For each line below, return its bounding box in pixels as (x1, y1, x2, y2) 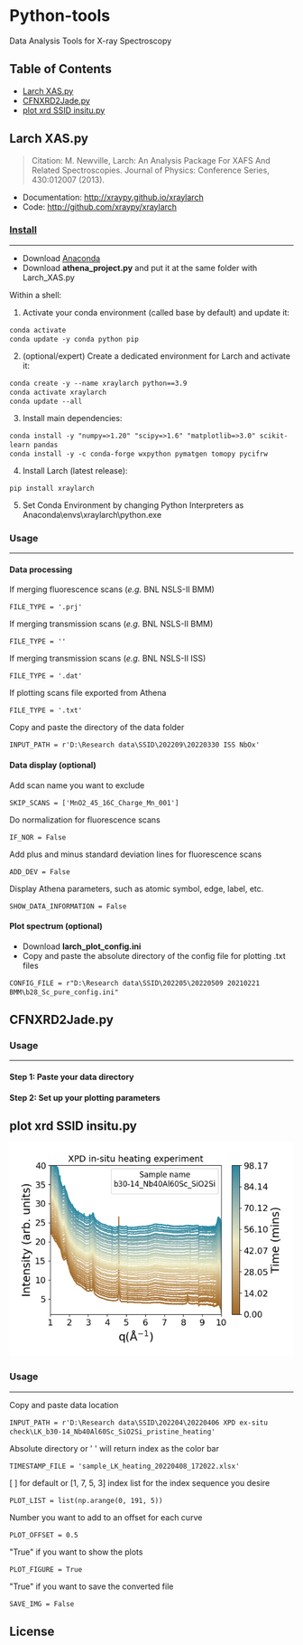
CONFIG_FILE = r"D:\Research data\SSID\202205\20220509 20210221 (9, 978, 260, 988)
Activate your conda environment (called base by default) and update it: (22, 306, 290, 317)
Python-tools (9, 5, 111, 26)
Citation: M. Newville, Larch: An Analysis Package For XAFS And (31, 155, 271, 165)
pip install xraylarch (9, 484, 95, 493)
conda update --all (9, 397, 83, 406)
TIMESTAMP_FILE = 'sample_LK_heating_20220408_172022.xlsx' (9, 1462, 241, 1471)
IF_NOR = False (9, 832, 67, 841)
